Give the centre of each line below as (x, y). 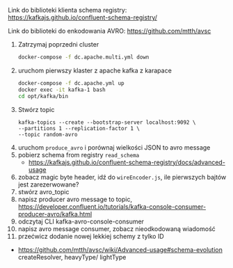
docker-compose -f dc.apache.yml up (71, 83)
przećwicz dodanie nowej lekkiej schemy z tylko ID (91, 236)
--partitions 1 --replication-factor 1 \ (79, 128)
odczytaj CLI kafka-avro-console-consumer (81, 221)
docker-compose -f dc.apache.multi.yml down (83, 57)
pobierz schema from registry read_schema (79, 155)
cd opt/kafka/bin (43, 96)
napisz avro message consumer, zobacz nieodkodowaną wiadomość (117, 228)
